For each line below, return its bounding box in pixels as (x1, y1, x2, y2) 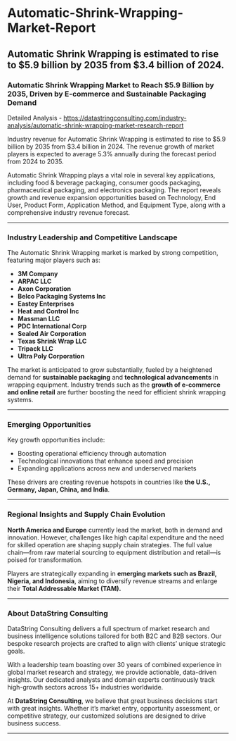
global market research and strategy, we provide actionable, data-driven (7, 668, 217, 677)
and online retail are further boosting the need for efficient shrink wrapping (7, 388, 226, 397)
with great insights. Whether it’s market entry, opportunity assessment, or (7, 704, 220, 713)
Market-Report (7, 20, 96, 36)
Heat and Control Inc (17, 307, 79, 316)
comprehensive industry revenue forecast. (7, 208, 131, 216)
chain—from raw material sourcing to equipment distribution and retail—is (7, 548, 221, 556)
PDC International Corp (17, 322, 87, 330)
